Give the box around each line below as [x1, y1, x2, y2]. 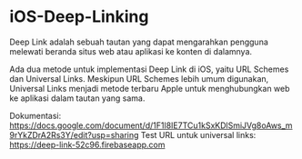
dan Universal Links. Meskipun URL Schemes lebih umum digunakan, [9, 73, 269, 84]
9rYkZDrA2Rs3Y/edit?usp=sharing [9, 129, 139, 140]
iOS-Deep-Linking [9, 6, 149, 27]
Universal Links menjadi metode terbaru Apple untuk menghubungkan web [9, 83, 290, 94]
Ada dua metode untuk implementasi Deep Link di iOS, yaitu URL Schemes [9, 64, 289, 75]
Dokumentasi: [9, 110, 62, 121]
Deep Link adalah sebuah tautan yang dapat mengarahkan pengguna [9, 36, 268, 47]
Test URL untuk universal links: [140, 129, 257, 140]
